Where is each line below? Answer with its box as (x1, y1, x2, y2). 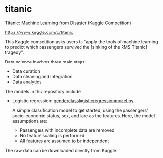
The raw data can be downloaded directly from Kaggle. (5, 147, 118, 153)
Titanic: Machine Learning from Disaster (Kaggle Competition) (5, 20, 132, 26)
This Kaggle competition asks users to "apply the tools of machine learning (5, 38, 158, 45)
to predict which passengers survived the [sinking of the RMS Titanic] (5, 44, 147, 50)
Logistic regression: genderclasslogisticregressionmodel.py (12, 97, 134, 104)
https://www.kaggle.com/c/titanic (5, 29, 74, 35)
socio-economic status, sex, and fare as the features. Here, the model (12, 112, 155, 119)
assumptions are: (12, 118, 48, 124)
